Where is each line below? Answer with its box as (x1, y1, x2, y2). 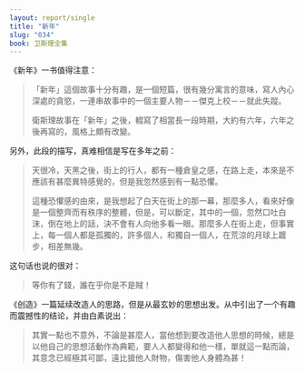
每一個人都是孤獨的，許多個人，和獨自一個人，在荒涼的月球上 (47, 229, 279, 241)
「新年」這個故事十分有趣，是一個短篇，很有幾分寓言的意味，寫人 (31, 84, 279, 96)
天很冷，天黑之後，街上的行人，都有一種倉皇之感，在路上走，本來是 (31, 165, 287, 176)
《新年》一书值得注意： (9, 65, 97, 75)
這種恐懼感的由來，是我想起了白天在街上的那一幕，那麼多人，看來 (31, 196, 279, 206)
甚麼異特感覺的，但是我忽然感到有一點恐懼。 (55, 176, 223, 187)
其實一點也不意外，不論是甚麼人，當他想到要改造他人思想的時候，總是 (31, 329, 295, 341)
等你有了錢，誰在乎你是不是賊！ (31, 279, 152, 291)
